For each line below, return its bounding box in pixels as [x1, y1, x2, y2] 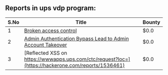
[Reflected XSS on [24, 49, 67, 56]
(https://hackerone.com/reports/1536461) [24, 62, 125, 69]
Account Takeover [24, 41, 67, 48]
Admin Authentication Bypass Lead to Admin [24, 35, 129, 42]
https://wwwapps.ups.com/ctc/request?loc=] [24, 56, 130, 63]
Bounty [142, 18, 160, 25]
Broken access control [24, 27, 77, 34]
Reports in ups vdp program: [5, 4, 96, 12]
